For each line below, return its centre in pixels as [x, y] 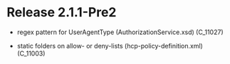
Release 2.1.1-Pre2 [62, 12]
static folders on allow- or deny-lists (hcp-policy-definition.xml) [110, 46]
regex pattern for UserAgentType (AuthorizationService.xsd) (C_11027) [120, 32]
